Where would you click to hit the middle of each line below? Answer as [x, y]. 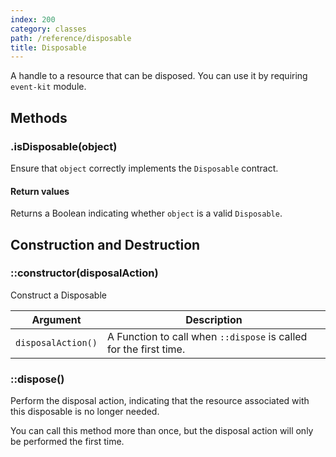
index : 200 [33, 19]
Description [214, 319]
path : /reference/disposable [71, 38]
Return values [40, 191]
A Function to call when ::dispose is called [207, 336]
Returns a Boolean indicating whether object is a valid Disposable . [146, 213]
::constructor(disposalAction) [84, 273]
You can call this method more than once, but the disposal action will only [162, 431]
